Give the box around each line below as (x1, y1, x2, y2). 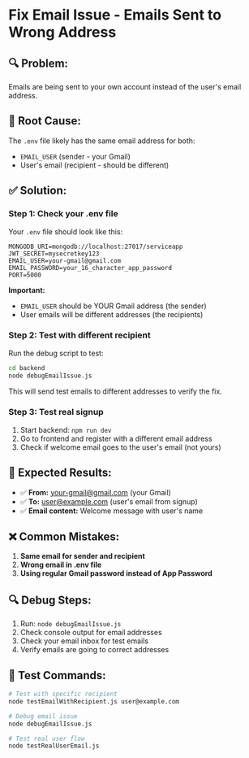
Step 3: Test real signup (8, 407, 104, 418)
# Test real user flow (8, 734, 85, 743)
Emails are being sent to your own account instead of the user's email (8, 82, 242, 91)
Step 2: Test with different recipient (8, 329, 152, 341)
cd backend (8, 364, 45, 372)
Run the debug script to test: (8, 348, 104, 358)
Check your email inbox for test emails (19, 636, 148, 646)
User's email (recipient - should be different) (19, 160, 170, 170)
